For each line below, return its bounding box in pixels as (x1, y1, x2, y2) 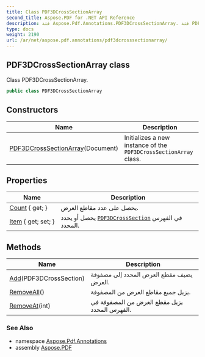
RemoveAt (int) (9, 301, 51, 310)
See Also (6, 324, 34, 333)
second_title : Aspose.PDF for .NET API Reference (6, 15, 135, 21)
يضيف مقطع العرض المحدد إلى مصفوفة (90, 270, 193, 279)
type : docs (6, 26, 34, 32)
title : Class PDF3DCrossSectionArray (6, 9, 103, 15)
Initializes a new (124, 133, 170, 142)
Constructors (6, 105, 59, 115)
